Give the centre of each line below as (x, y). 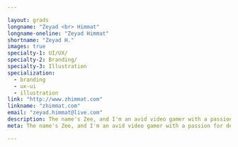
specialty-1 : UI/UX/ (38, 53)
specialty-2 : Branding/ (42, 60)
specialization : (31, 73)
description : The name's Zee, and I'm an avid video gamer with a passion (120, 119)
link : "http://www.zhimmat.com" (55, 99)
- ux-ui (25, 86)
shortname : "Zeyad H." (41, 40)
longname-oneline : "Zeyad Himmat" (58, 33)
